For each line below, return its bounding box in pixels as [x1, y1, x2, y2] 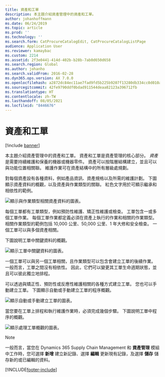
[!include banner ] [5, 142, 40, 148]
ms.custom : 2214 [5, 53, 38, 58]
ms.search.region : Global [5, 62, 58, 67]
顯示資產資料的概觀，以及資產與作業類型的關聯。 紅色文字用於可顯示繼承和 [5, 181, 157, 187]
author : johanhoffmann [5, 16, 52, 21]
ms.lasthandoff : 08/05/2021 [5, 99, 63, 104]
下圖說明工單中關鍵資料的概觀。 [5, 237, 70, 243]
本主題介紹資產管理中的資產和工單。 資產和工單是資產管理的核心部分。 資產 [5, 152, 158, 158]
